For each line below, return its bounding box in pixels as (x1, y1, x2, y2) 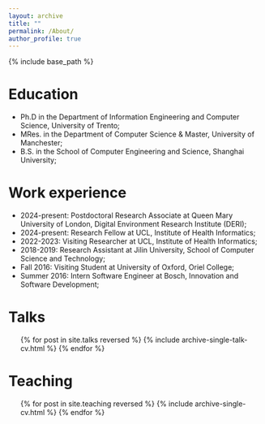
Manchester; (19, 138, 63, 148)
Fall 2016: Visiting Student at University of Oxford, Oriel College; (19, 262, 235, 272)
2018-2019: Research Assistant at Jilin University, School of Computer (19, 245, 254, 255)
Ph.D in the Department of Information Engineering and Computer (19, 112, 240, 122)
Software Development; (19, 279, 100, 289)
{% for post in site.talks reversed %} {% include (19, 335, 181, 345)
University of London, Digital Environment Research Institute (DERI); (19, 219, 247, 229)
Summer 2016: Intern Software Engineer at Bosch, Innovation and (19, 271, 239, 281)
